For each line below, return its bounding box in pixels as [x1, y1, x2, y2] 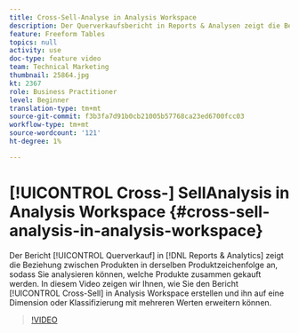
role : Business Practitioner [9, 87, 117, 96]
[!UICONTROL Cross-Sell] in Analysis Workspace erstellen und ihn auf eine [9, 288, 285, 298]
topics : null [9, 37, 58, 47]
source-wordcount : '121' [9, 129, 101, 138]
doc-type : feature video [9, 54, 101, 63]
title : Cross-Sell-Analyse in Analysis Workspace [9, 12, 198, 22]
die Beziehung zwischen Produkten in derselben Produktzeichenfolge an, [9, 259, 279, 270]
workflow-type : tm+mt [9, 121, 90, 130]
